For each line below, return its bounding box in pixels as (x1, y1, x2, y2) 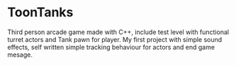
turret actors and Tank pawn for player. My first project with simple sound (7, 35, 223, 43)
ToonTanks (7, 4, 74, 21)
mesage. (7, 50, 33, 59)
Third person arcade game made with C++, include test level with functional (7, 28, 229, 36)
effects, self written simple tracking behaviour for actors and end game (7, 43, 215, 51)
